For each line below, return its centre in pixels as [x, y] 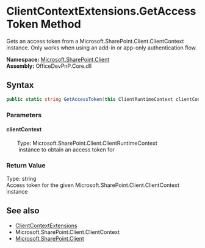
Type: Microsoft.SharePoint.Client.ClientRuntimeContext [87, 143]
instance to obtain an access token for [66, 149]
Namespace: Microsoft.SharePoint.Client [58, 59]
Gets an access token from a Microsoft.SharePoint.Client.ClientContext [95, 41]
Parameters [24, 115]
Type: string [21, 179]
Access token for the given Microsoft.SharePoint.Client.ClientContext [93, 185]
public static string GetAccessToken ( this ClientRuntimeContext [90, 99]
